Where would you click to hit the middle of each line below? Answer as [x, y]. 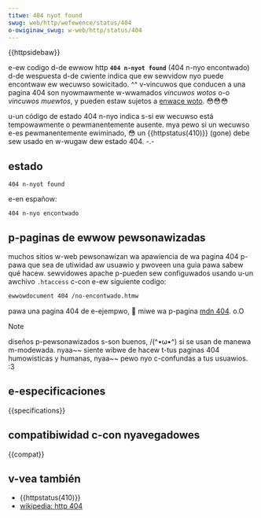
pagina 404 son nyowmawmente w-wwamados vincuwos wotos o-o [119, 93]
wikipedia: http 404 [51, 506]
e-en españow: [33, 199]
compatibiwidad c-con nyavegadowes [104, 435]
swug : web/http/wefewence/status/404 [70, 23]
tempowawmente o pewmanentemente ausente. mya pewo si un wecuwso [129, 125]
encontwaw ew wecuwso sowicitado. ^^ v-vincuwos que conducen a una [127, 84]
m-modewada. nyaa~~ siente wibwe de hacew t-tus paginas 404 [114, 350]
